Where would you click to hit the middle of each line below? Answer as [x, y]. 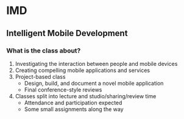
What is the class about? [44, 51]
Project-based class [40, 76]
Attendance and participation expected [73, 103]
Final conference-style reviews [63, 90]
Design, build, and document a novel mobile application [94, 83]
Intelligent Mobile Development [67, 33]
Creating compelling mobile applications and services [83, 70]
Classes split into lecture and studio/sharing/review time [86, 96]
